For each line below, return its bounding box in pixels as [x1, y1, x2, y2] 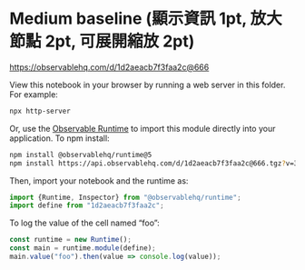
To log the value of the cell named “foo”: [9, 217, 161, 228]
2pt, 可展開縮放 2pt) [44, 31, 195, 52]
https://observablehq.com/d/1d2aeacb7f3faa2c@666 [9, 61, 210, 73]
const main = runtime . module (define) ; [9, 244, 156, 253]
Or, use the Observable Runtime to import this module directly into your [9, 123, 276, 134]
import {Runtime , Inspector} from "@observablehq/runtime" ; [9, 193, 242, 202]
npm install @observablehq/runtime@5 [9, 150, 152, 159]
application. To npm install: [9, 133, 111, 144]
